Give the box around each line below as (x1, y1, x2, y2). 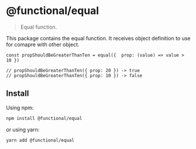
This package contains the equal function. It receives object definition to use (6, 34, 191, 41)
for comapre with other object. (6, 41, 80, 48)
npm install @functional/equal (6, 115, 82, 121)
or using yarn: (6, 126, 40, 133)
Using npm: (6, 104, 34, 111)
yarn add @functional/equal (6, 137, 75, 143)
